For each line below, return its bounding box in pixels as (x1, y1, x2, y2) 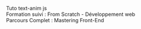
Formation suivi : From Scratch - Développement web (6, 11, 136, 18)
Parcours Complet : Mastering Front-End (6, 17, 105, 23)
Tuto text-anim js (6, 5, 47, 11)
